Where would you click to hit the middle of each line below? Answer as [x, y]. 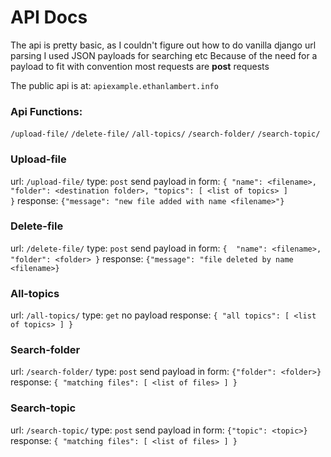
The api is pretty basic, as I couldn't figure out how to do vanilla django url [163, 45]
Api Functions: [46, 111]
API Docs [49, 17]
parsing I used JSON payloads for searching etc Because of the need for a [164, 55]
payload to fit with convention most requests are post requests [140, 66]
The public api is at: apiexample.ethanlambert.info [114, 85]
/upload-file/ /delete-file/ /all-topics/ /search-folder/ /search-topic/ [165, 134]
